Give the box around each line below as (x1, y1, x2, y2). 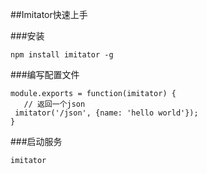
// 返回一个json (23, 99, 86, 109)
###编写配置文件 (10, 69, 80, 80)
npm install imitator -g (10, 50, 114, 60)
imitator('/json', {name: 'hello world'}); (14, 108, 199, 118)
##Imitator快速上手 (10, 9, 88, 20)
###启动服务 (10, 136, 63, 147)
